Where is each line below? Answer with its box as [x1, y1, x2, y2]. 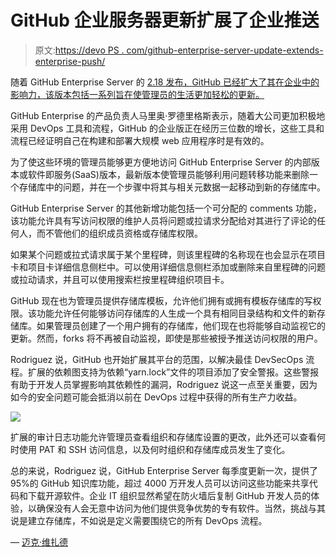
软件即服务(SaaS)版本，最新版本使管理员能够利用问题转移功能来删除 [27, 168, 310, 180]
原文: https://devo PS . [34, 44, 125, 56]
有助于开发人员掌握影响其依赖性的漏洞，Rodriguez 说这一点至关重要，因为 [10, 378, 318, 390]
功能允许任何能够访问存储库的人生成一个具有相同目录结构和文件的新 [36, 307, 317, 319]
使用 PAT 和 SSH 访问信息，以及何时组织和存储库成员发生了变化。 [18, 443, 291, 455]
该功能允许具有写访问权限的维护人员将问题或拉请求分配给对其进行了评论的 [10, 214, 317, 226]
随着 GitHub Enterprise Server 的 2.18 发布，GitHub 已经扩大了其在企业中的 [10, 76, 320, 88]
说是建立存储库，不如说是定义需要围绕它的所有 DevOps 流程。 [10, 514, 268, 526]
